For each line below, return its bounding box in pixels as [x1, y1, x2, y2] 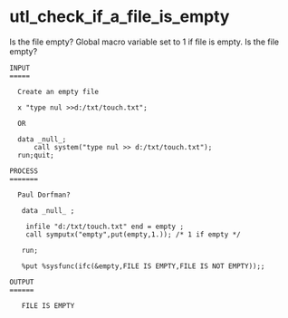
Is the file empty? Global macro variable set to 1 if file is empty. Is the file [9, 36, 279, 47]
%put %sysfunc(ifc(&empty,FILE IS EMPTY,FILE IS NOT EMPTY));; [21, 261, 265, 271]
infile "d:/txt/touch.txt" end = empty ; [25, 222, 184, 231]
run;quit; [17, 150, 54, 159]
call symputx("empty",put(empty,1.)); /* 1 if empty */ [25, 229, 242, 239]
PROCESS [9, 166, 39, 176]
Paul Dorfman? [17, 190, 71, 199]
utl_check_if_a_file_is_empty [9, 6, 230, 27]
